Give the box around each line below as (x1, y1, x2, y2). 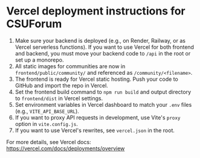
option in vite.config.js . (15, 120, 79, 127)
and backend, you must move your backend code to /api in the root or (15, 49, 191, 57)
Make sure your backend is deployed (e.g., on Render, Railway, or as (15, 37, 186, 44)
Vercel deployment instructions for (6, 4, 185, 18)
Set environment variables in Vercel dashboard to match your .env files (15, 101, 192, 108)
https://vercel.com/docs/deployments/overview (6, 145, 125, 152)
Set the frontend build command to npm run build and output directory (15, 88, 192, 95)
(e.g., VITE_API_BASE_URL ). (15, 107, 80, 115)
